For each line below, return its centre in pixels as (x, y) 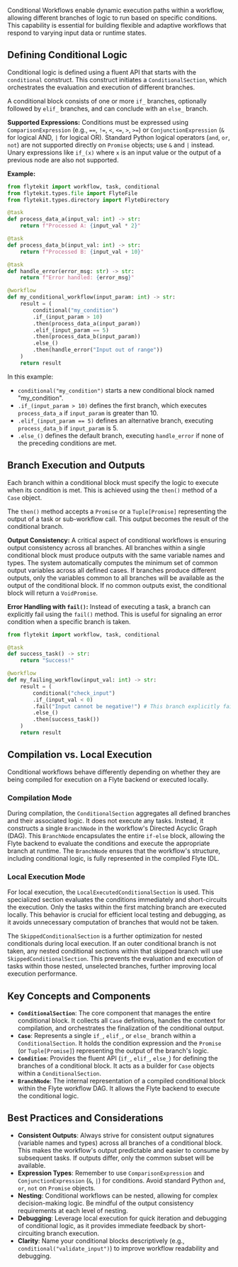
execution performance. (42, 973)
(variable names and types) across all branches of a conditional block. (120, 1143)
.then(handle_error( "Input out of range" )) (98, 350)
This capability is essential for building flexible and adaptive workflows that (117, 25)
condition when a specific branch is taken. (69, 621)
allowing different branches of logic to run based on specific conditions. (112, 18)
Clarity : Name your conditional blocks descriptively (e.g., (101, 1241)
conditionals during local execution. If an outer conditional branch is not (112, 944)
